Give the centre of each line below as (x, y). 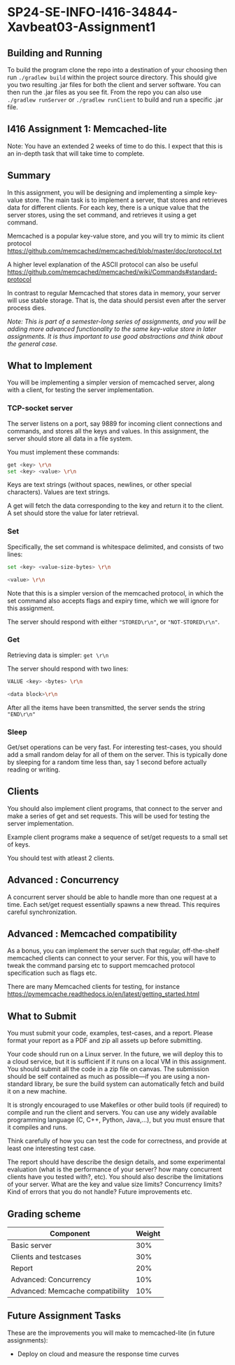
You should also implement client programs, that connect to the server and (115, 808)
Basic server (31, 1245)
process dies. (27, 308)
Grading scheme (44, 1214)
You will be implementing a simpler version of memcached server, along (111, 382)
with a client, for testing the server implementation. (80, 390)
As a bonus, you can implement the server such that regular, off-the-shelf (113, 950)
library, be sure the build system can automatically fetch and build (129, 1084)
